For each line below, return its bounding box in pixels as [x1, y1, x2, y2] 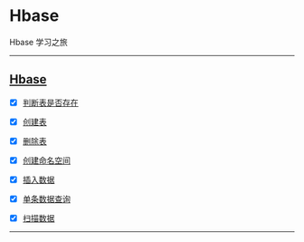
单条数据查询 [22, 194, 71, 205]
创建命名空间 [22, 155, 71, 166]
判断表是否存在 [22, 97, 79, 108]
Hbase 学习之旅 [9, 36, 68, 47]
